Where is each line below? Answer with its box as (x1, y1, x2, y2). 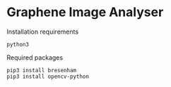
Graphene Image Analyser (6, 4, 164, 20)
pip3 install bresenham (6, 67, 77, 74)
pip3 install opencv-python (6, 73, 90, 80)
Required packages (6, 53, 64, 62)
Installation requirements (6, 27, 79, 36)
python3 (6, 41, 30, 48)
